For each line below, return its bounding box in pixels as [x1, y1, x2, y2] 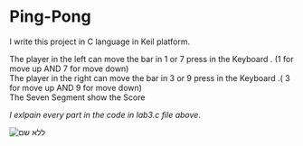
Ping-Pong [9, 6, 92, 27]
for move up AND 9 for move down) [9, 82, 143, 93]
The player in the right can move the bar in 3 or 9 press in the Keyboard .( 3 [9, 72, 291, 83]
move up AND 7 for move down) [9, 63, 129, 74]
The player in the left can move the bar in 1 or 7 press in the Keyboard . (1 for [9, 53, 294, 64]
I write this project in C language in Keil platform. [9, 36, 191, 47]
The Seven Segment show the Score [9, 92, 146, 103]
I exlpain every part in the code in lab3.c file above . [9, 109, 202, 120]
